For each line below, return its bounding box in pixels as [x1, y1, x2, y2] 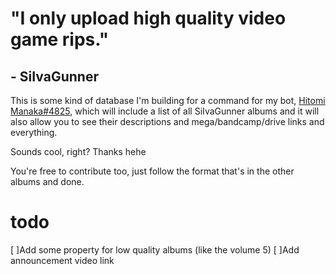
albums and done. [10, 176, 85, 187]
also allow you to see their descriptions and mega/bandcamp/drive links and [10, 116, 325, 127]
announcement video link [10, 254, 115, 266]
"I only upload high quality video [10, 7, 287, 30]
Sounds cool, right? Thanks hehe [10, 146, 147, 157]
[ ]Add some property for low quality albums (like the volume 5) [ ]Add [10, 243, 300, 256]
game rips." [10, 28, 110, 51]
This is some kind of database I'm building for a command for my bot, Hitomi [10, 95, 326, 106]
